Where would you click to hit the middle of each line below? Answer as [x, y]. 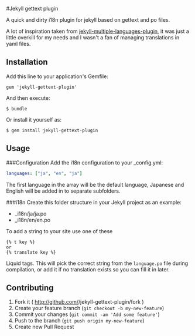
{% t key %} [20, 242]
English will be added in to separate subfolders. [63, 191]
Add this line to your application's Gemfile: [57, 76]
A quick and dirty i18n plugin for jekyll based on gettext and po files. [88, 20]
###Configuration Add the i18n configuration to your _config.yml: [85, 162]
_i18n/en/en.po [32, 220]
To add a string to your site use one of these [59, 231]
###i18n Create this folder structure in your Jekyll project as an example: [94, 202]
